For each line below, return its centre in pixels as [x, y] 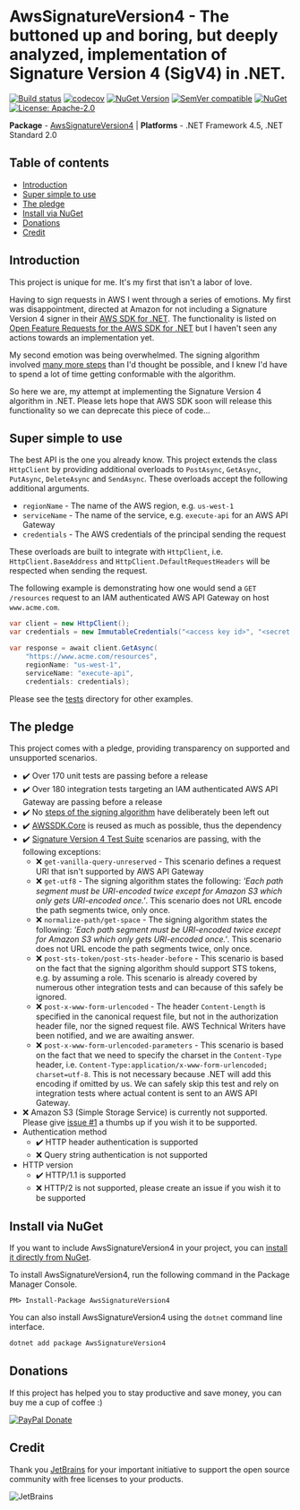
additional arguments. [49, 488]
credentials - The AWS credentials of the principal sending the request [154, 534]
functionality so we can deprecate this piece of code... [110, 410]
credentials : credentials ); [77, 682]
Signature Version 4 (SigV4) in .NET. [148, 74]
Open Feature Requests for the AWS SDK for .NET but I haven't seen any [143, 328]
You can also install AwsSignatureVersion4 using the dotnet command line [146, 1317]
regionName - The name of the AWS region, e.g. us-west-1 [128, 506]
